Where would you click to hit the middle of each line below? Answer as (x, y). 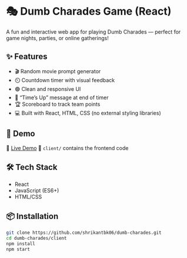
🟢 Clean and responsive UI (48, 89)
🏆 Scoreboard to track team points (57, 104)
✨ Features (27, 57)
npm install (21, 244)
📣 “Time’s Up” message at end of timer (61, 97)
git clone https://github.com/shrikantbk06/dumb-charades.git (84, 233)
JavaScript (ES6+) (37, 191)
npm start (18, 249)
